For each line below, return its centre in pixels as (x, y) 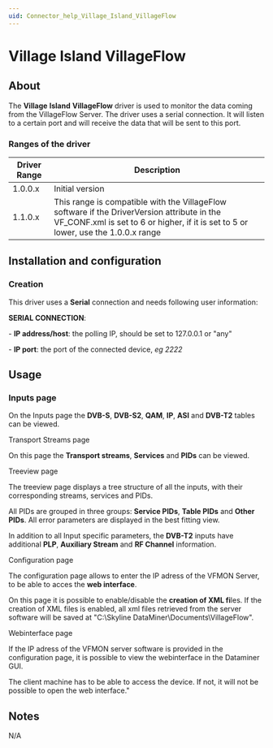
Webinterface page (41, 633)
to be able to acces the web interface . (73, 585)
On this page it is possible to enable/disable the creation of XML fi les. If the (135, 600)
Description (157, 170)
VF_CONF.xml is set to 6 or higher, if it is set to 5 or (151, 222)
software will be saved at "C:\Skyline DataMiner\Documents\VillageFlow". (131, 617)
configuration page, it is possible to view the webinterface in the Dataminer (134, 658)
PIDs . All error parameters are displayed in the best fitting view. (114, 520)
